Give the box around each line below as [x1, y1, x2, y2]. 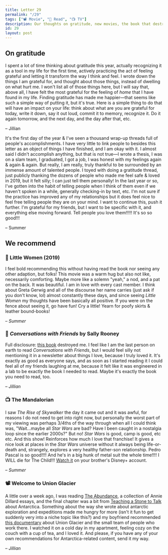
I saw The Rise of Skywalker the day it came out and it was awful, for [5, 409, 147, 416]
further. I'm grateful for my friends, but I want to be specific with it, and [5, 204, 151, 210]
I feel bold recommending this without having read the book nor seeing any [5, 265, 160, 271]
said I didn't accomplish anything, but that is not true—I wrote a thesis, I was [5, 151, 162, 157]
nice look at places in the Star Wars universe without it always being [5, 441, 146, 447]
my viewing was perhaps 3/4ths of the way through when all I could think [5, 420, 156, 426]
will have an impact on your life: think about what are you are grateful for [5, 105, 155, 111]
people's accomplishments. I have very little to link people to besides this [5, 140, 156, 146]
